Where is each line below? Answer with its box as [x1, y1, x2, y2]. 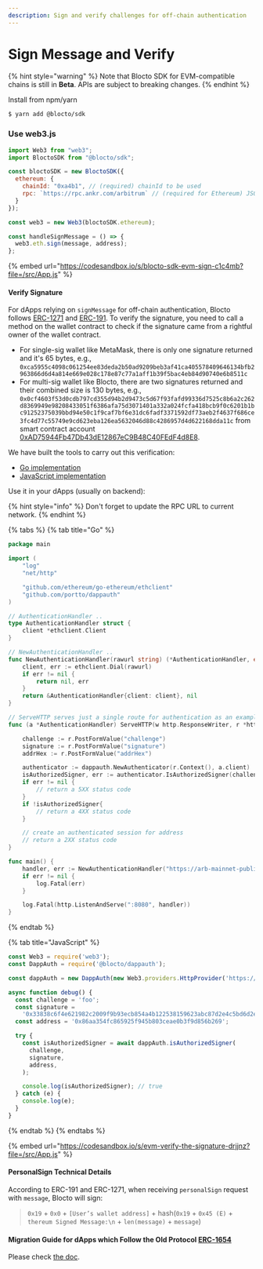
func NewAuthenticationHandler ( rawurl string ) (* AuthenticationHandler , [8, 655, 250, 663]
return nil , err [36, 677, 89, 685]
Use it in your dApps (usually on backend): [8, 487, 146, 496]
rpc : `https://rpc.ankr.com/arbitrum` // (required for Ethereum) [22, 190, 243, 198]
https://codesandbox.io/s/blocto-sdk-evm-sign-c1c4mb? [59, 261, 244, 271]
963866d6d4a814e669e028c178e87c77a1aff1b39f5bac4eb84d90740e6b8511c [19, 370, 248, 378]
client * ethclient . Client [22, 627, 107, 635]
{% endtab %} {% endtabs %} [8, 1125, 106, 1135]
